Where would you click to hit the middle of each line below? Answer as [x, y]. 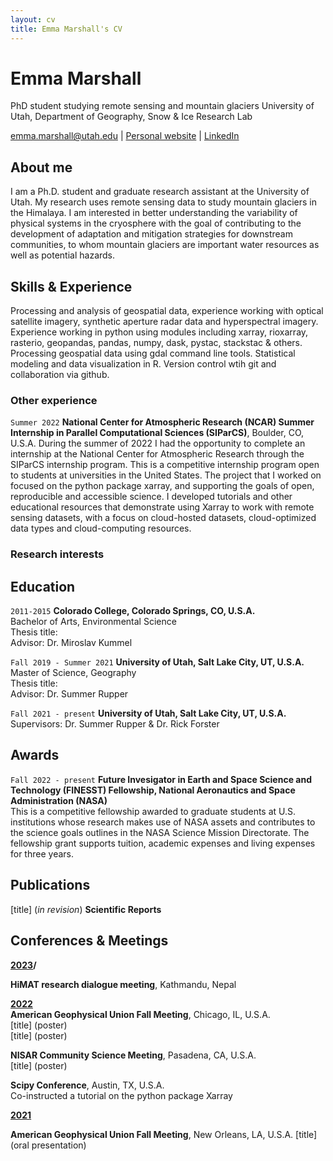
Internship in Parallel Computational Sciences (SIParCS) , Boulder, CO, [157, 433]
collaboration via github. [60, 375]
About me [41, 167]
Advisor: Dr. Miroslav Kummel [71, 643]
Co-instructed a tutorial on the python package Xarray [121, 1095]
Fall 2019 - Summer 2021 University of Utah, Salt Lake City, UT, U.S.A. [157, 662]
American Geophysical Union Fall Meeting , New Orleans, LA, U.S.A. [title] [164, 1134]
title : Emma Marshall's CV [66, 29]
